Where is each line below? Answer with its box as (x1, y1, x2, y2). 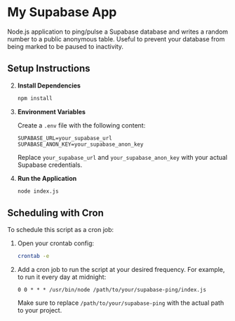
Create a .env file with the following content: (17, 121, 146, 130)
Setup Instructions (7, 62, 90, 74)
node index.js (17, 187, 59, 195)
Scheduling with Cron (7, 207, 104, 219)
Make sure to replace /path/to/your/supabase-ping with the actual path (17, 299, 224, 307)
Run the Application (17, 174, 77, 182)
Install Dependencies (17, 81, 81, 90)
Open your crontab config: (17, 239, 95, 247)
